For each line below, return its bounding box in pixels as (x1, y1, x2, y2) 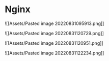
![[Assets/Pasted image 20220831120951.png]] (5, 40, 103, 46)
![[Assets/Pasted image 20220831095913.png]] (5, 20, 104, 26)
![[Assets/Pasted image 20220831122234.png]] (5, 50, 104, 56)
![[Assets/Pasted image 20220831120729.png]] (5, 30, 104, 36)
